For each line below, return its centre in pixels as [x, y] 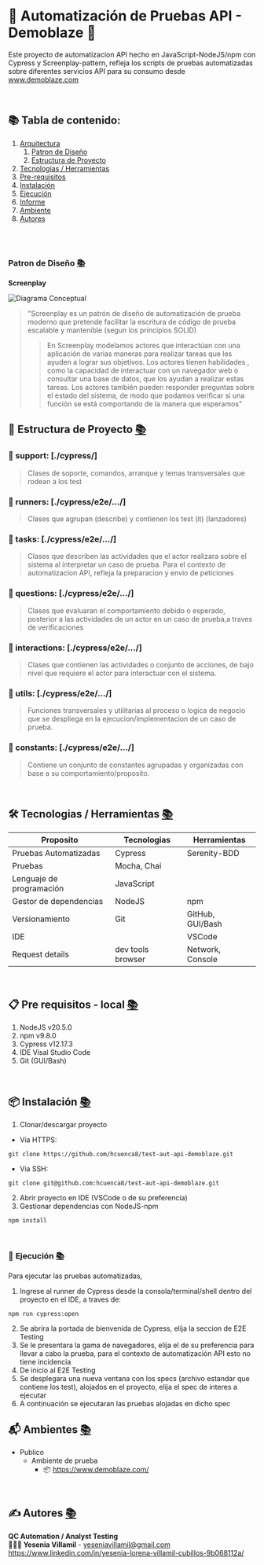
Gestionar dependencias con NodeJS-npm [89, 1206]
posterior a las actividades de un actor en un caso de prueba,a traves [140, 619]
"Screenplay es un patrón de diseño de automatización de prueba [134, 314]
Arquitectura [40, 143]
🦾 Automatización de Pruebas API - [125, 16]
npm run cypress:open [44, 1314]
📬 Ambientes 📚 [50, 1429]
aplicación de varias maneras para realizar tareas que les [139, 354]
